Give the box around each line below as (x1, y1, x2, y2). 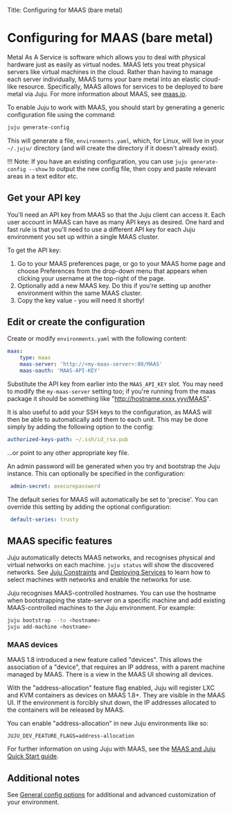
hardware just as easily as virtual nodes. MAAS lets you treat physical (7, 60, 206, 69)
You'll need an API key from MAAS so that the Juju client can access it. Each (7, 211, 226, 219)
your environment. (7, 798, 60, 806)
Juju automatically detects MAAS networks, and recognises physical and (7, 553, 215, 562)
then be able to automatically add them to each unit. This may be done (7, 415, 208, 423)
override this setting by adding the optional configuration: (7, 502, 172, 511)
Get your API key (7, 192, 81, 204)
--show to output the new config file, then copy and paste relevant (28, 164, 217, 172)
